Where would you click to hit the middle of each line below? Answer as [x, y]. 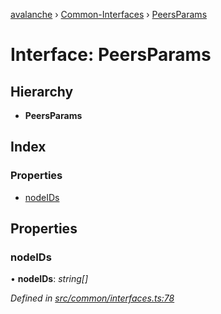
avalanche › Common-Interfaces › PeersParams [109, 14]
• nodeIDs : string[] [49, 279]
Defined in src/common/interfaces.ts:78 [92, 298]
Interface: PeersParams [111, 55]
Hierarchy [42, 91]
